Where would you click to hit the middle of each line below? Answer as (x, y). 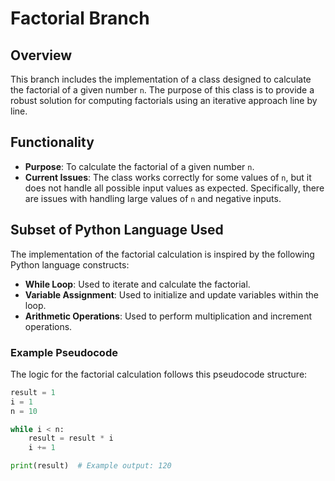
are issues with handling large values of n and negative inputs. (153, 198)
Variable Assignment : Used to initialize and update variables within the (171, 294)
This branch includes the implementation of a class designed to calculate (161, 79)
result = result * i (71, 438)
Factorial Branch (80, 18)
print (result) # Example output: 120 (91, 466)
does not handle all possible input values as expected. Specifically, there (174, 188)
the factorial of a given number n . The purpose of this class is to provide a (162, 90)
